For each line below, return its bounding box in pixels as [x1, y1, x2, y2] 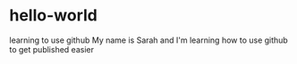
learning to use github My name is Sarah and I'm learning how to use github [9, 35, 288, 45]
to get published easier [9, 44, 94, 54]
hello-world [9, 5, 98, 26]
